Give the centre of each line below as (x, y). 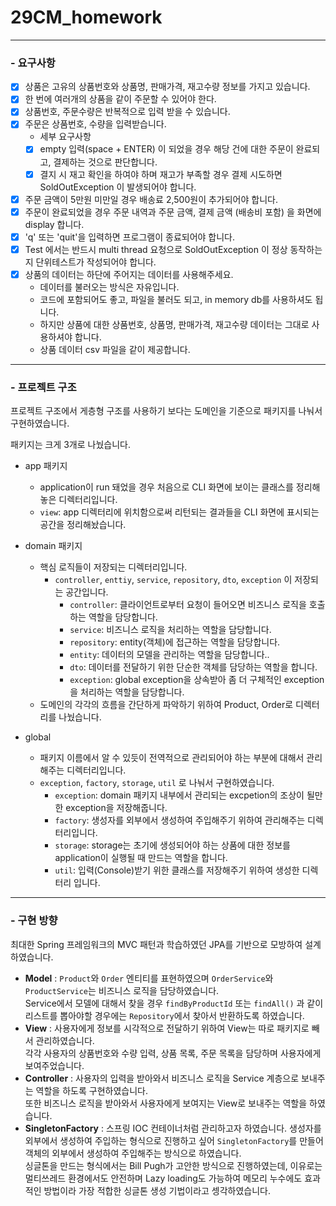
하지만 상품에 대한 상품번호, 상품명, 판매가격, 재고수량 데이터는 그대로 (174, 324)
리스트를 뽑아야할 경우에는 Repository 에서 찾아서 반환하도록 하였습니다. (164, 1015)
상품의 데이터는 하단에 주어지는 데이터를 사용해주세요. (129, 274)
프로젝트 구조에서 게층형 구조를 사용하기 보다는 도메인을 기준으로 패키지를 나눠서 (166, 411)
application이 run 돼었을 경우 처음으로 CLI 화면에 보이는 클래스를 (166, 487)
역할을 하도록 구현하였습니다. (91, 1090)
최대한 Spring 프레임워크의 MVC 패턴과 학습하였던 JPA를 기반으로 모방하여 (156, 944)
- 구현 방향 (34, 921)
